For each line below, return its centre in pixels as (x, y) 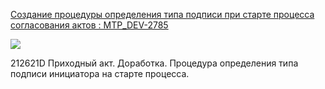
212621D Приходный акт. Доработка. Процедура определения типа (154, 63)
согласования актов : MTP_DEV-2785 (89, 25)
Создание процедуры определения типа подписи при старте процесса (162, 14)
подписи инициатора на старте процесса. (100, 73)
